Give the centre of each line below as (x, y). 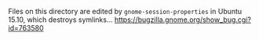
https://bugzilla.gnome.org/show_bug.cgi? (182, 20)
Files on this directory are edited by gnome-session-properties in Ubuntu (125, 11)
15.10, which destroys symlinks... (60, 20)
